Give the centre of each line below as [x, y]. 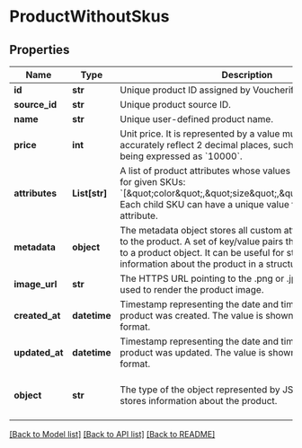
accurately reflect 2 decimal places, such [207, 145]
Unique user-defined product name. [197, 119]
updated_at [39, 352]
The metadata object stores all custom [201, 230]
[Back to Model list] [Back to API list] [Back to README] [112, 434]
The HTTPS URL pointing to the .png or [202, 278]
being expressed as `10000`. [181, 156]
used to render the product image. [192, 290]
